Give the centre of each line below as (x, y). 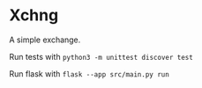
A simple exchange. (45, 40)
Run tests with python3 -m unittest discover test (101, 56)
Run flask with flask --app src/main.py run (89, 73)
